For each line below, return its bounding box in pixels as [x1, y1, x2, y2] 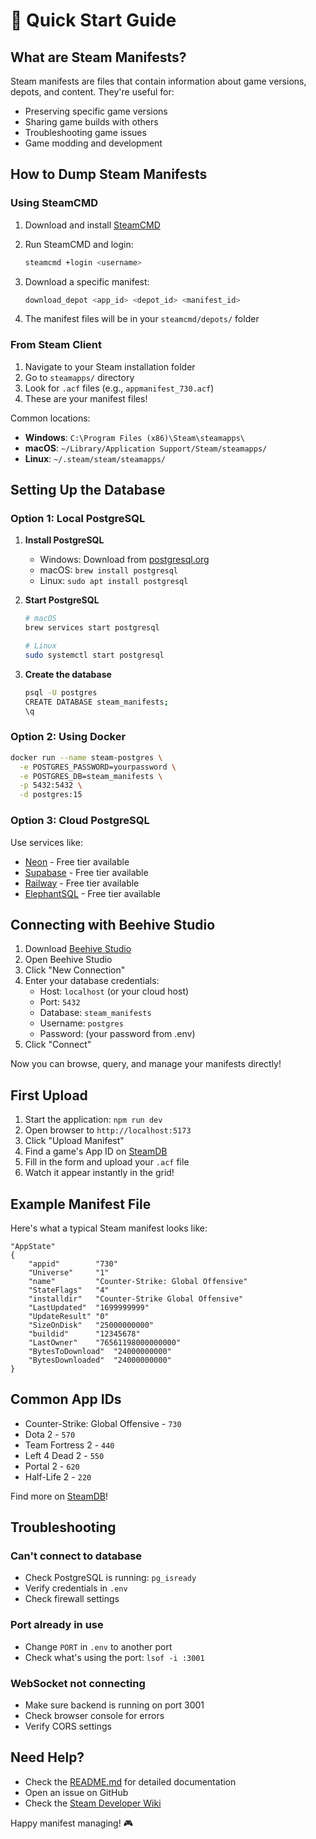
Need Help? [10, 1749, 85, 1766]
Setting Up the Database [10, 482, 166, 499]
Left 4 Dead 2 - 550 [24, 1449, 105, 1461]
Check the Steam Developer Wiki [24, 1797, 162, 1809]
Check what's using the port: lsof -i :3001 [24, 1651, 205, 1663]
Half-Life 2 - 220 [24, 1470, 92, 1483]
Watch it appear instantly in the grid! [24, 1167, 175, 1179]
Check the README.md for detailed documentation [24, 1775, 237, 1788]
